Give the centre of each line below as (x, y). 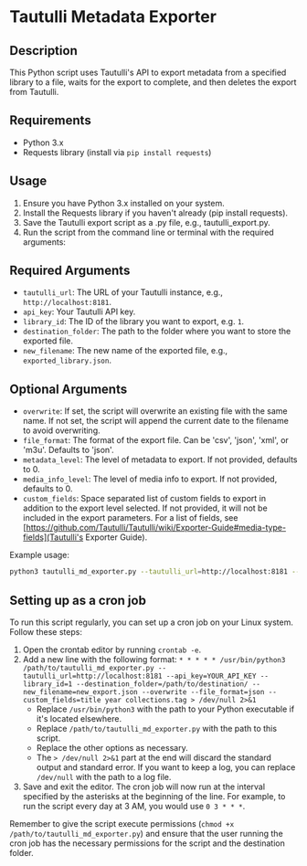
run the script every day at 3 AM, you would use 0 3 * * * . (134, 806)
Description (43, 51)
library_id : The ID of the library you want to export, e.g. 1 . (133, 322)
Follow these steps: (46, 631)
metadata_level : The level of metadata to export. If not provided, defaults (160, 459)
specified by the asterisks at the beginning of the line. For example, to (154, 796)
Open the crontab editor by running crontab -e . (112, 649)
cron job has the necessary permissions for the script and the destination (148, 843)
